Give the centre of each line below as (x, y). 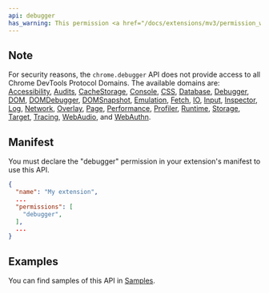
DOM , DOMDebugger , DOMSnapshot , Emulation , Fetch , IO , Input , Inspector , (133, 100)
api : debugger (32, 16)
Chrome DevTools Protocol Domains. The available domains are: (114, 83)
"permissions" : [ (44, 207)
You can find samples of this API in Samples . (82, 280)
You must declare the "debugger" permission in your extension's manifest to (134, 161)
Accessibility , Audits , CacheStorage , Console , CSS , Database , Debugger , (129, 92)
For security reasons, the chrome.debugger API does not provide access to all (134, 75)
